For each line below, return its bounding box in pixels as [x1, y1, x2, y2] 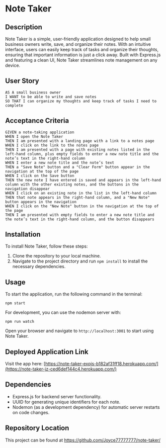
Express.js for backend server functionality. [12, 393, 102, 399]
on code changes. [12, 409, 50, 415]
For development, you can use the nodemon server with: [5, 309, 121, 316]
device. [5, 63, 20, 68]
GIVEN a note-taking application [5, 130, 75, 135]
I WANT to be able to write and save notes [5, 94, 97, 99]
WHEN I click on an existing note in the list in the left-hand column [5, 190, 157, 195]
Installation [5, 230, 41, 239]
